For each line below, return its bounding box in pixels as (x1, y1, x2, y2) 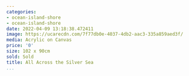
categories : (6, 8, 36, 15)
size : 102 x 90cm (6, 48, 50, 54)
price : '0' (6, 43, 34, 49)
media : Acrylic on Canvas (6, 37, 72, 43)
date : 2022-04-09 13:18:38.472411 (6, 25, 94, 32)
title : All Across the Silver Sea (6, 59, 94, 65)
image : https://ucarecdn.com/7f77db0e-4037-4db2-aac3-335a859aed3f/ (6, 31, 184, 37)
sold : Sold (6, 54, 34, 60)
